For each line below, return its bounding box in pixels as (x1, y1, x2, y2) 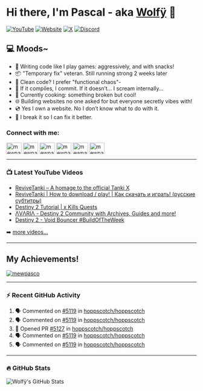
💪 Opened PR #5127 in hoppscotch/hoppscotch (14, 325, 134, 332)
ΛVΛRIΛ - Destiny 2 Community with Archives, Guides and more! (14, 210, 176, 217)
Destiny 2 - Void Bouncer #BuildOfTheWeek (14, 216, 125, 224)
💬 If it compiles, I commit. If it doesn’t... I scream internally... (14, 85, 164, 92)
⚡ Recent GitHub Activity (6, 291, 80, 300)
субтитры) (14, 197, 42, 204)
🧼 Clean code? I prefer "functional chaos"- (14, 78, 121, 85)
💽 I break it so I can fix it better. (14, 113, 92, 120)
